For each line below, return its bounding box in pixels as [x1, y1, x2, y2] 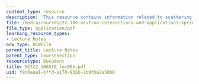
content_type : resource [6, 8, 65, 15]
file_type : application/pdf [6, 25, 76, 31]
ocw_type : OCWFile [6, 42, 52, 48]
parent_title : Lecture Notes [6, 47, 78, 53]
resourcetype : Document [6, 58, 65, 64]
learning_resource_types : [6, 31, 70, 37]
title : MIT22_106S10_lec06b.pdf [6, 63, 86, 70]
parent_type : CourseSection [6, 53, 76, 59]
